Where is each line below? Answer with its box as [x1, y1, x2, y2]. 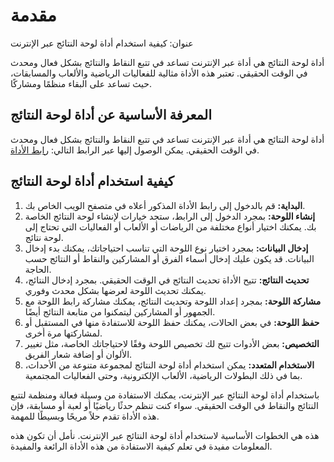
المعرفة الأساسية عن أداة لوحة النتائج [10, 107, 212, 124]
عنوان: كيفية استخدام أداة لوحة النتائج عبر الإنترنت [10, 37, 194, 49]
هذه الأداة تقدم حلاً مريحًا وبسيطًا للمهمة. [10, 410, 160, 422]
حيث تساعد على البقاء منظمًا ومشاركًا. [10, 77, 152, 89]
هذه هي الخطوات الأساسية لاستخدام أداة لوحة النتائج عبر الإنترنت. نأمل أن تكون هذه [10, 429, 320, 441]
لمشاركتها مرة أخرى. [24, 327, 103, 339]
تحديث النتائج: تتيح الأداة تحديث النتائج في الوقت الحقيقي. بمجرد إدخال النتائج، [24, 274, 310, 286]
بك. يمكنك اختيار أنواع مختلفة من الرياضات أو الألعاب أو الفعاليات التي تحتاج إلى [24, 220, 317, 233]
